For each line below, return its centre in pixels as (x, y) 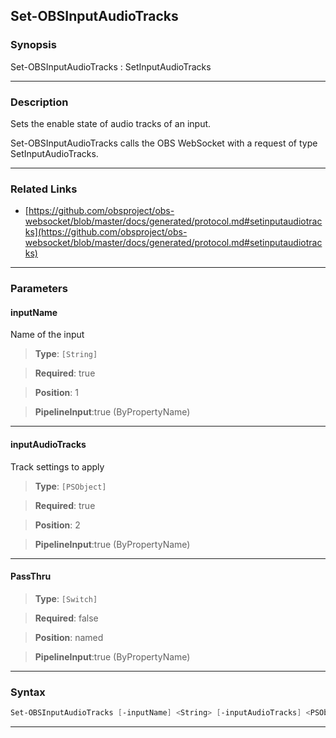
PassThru (31, 576)
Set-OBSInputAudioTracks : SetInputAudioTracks (111, 66)
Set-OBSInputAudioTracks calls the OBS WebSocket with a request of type (164, 143)
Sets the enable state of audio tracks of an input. (111, 123)
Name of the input (47, 335)
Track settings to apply (57, 466)
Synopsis (33, 45)
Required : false (66, 618)
